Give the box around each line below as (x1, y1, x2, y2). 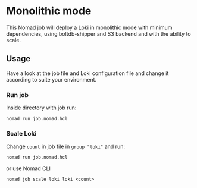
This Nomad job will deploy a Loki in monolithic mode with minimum (6, 24, 173, 31)
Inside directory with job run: (6, 104, 77, 111)
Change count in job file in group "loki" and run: (6, 143, 125, 150)
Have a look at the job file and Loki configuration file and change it (6, 70, 169, 77)
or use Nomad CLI (6, 165, 51, 172)
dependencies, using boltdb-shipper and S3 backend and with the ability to (6, 30, 192, 37)
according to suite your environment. (6, 76, 97, 83)
